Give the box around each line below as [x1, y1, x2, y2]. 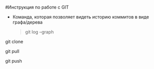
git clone [5, 38, 24, 44]
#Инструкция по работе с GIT [5, 4, 69, 10]
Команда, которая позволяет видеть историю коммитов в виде [12, 14, 149, 19]
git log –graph [25, 29, 54, 34]
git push [5, 58, 23, 64]
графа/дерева [12, 19, 43, 25]
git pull [5, 48, 20, 54]
